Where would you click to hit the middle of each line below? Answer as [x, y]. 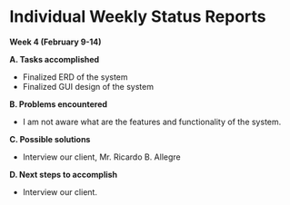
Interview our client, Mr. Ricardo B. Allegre [102, 157]
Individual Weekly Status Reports [138, 17]
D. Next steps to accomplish [64, 174]
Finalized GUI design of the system [88, 86]
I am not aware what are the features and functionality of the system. [152, 122]
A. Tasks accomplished [55, 59]
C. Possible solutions [50, 139]
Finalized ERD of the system [75, 77]
